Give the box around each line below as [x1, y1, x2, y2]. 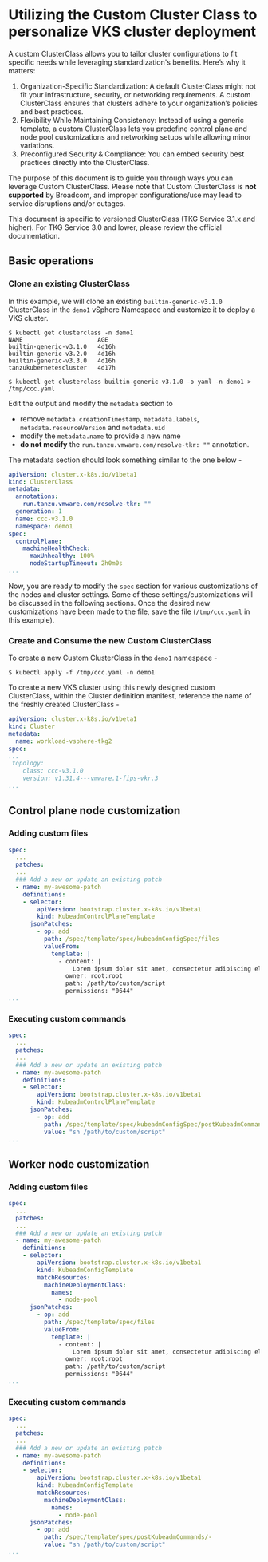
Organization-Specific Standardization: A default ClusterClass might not [19, 81, 257, 91]
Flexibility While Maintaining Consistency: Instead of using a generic [19, 115, 245, 125]
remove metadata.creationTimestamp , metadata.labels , [19, 413, 199, 424]
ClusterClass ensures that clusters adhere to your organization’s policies [19, 98, 258, 108]
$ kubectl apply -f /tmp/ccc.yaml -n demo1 [8, 669, 156, 677]
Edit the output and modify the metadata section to [8, 398, 173, 408]
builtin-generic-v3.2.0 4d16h [8, 350, 116, 358]
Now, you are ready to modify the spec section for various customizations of [8, 581, 258, 591]
